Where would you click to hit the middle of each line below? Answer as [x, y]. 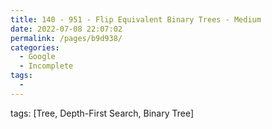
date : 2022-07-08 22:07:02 [66, 29]
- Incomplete [46, 66]
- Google [37, 57]
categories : [35, 47]
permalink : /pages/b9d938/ [66, 38]
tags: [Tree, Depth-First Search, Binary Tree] [102, 113]
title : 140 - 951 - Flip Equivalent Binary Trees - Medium [136, 19]
